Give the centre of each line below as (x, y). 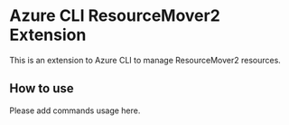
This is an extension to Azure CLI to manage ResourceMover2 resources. (145, 60)
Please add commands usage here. (75, 111)
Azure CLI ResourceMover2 (115, 16)
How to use (42, 88)
